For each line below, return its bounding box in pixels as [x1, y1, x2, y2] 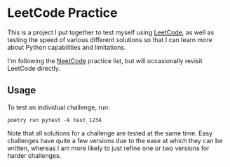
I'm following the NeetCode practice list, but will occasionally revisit [7, 56, 203, 65]
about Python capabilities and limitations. [7, 43, 126, 51]
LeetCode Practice [7, 5, 118, 21]
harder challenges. [7, 151, 62, 159]
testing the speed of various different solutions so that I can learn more [7, 35, 212, 44]
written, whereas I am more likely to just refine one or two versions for [7, 144, 210, 152]
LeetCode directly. [7, 64, 61, 72]
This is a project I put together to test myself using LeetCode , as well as [7, 28, 215, 36]
